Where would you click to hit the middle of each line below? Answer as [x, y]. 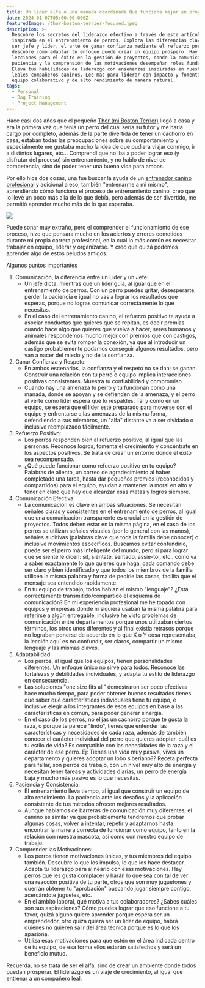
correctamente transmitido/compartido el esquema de [92, 596]
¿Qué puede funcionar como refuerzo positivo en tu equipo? [100, 465]
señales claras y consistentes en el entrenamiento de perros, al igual [110, 511]
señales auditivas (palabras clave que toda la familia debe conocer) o [111, 537]
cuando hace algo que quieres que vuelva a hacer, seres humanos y [110, 329]
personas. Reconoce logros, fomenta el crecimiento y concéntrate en [111, 446]
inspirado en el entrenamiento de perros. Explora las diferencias [99, 40]
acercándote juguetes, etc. [58, 895]
